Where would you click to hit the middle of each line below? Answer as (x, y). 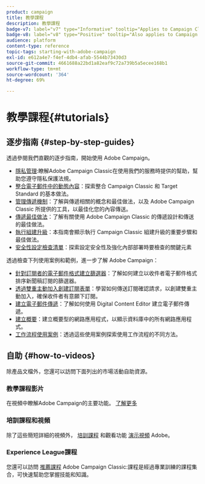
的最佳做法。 (31, 224)
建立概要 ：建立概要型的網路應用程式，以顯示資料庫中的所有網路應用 (101, 319)
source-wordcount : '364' (38, 75)
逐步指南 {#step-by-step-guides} (70, 142)
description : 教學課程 (33, 23)
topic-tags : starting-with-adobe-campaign (61, 52)
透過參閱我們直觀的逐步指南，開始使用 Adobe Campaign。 (80, 158)
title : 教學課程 (25, 18)
